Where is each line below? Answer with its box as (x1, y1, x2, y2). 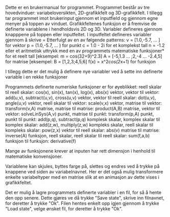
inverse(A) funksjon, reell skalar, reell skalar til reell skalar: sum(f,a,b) (5, 133, 150, 138)
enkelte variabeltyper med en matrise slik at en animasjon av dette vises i (5, 174, 160, 180)
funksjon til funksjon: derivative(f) (5, 138, 77, 144)
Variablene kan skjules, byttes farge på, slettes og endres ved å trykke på (5, 163, 160, 169)
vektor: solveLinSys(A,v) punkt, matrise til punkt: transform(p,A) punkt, (5, 111, 154, 117)
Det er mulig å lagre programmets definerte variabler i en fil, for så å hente (5, 189, 162, 196)
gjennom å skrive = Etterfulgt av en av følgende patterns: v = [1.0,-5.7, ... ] (5, 37, 160, 43)
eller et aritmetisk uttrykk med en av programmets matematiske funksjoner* (5, 48, 164, 54)
